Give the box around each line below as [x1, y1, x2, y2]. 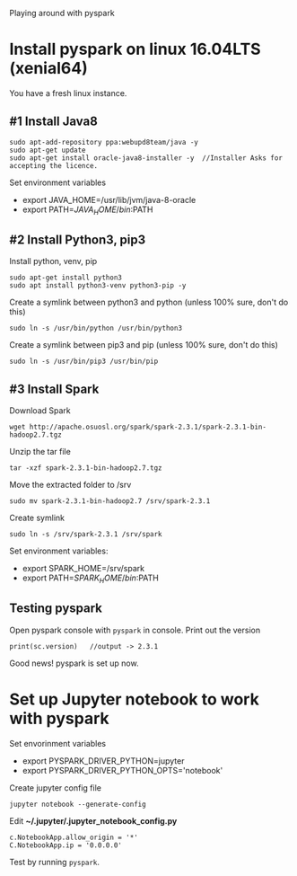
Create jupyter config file [9, 782, 101, 793]
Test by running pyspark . [9, 856, 100, 867]
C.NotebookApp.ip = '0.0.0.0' [9, 840, 123, 850]
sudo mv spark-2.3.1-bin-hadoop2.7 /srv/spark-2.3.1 [9, 497, 211, 506]
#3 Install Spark [9, 381, 100, 396]
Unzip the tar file [9, 447, 72, 457]
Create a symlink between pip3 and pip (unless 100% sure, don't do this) [9, 340, 278, 350]
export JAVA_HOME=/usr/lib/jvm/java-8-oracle [22, 194, 197, 205]
